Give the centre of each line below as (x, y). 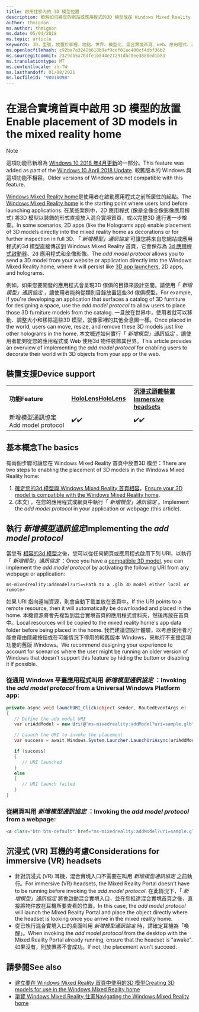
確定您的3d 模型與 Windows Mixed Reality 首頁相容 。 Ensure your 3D (99, 488)
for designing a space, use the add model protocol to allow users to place (96, 306)
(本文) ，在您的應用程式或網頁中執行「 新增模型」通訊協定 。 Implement (102, 502)
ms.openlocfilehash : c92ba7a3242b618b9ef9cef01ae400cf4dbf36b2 (86, 50)
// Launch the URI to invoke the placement (68, 735)
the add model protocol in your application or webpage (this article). (98, 508)
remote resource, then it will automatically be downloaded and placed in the (99, 608)
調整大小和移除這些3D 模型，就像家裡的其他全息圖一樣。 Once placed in (104, 320)
